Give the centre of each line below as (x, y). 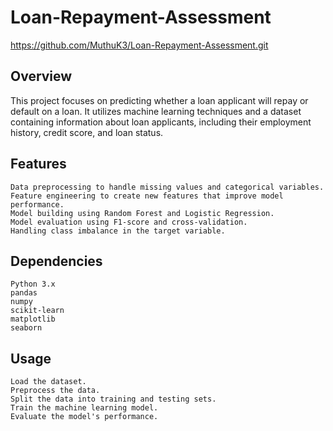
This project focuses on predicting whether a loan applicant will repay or (159, 100)
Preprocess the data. (55, 391)
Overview (41, 76)
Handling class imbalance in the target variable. (118, 231)
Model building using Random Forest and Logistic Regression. (142, 213)
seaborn (26, 328)
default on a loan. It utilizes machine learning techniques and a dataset (156, 111)
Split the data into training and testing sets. (113, 399)
